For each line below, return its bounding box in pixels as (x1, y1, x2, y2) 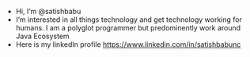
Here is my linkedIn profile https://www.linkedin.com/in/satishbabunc (15, 40, 241, 49)
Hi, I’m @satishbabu (15, 7, 81, 16)
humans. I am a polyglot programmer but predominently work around (15, 23, 241, 32)
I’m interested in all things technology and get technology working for (15, 15, 243, 24)
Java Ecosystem (15, 31, 70, 41)
